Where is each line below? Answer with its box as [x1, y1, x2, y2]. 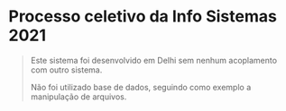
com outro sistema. [30, 64, 103, 75]
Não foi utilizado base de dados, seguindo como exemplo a [30, 81, 252, 92]
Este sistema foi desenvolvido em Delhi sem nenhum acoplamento [30, 55, 277, 65]
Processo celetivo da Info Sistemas [8, 6, 277, 27]
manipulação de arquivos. [30, 91, 127, 102]
